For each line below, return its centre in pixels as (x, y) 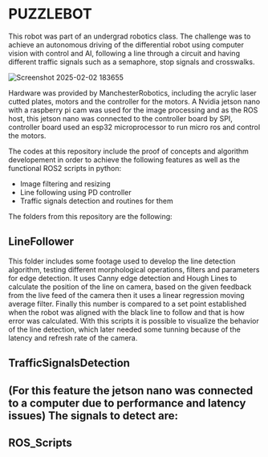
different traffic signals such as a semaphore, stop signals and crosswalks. (132, 62)
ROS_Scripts (40, 443)
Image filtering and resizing (65, 184)
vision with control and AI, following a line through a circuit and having (124, 53)
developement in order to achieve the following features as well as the (124, 159)
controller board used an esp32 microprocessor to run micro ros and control (134, 127)
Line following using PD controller (75, 192)
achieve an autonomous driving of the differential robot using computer (126, 44)
